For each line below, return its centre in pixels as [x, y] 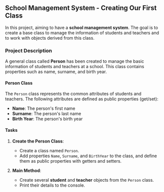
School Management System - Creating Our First [81, 8]
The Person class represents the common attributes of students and [73, 94]
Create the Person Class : [38, 141]
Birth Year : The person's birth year [47, 119]
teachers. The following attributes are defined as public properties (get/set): [82, 99]
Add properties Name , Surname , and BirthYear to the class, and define [88, 156]
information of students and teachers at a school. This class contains [75, 67]
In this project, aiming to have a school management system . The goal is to [82, 27]
